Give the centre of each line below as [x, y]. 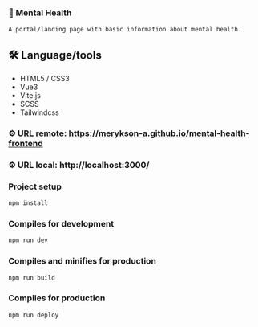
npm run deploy [34, 315]
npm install [28, 203]
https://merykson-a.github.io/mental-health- [159, 133]
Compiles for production [57, 298]
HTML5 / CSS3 [44, 79]
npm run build [32, 278]
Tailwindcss [39, 112]
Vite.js [30, 96]
